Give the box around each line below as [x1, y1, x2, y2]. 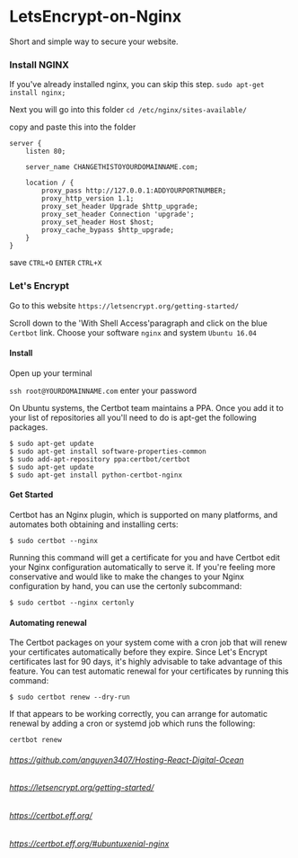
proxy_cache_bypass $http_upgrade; [41, 226, 175, 235]
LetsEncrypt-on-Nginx [9, 6, 182, 27]
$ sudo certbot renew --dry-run [9, 693, 130, 702]
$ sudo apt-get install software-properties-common [9, 447, 206, 456]
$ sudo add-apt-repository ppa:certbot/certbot [9, 454, 191, 464]
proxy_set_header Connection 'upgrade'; [41, 210, 195, 219]
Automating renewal [9, 617, 87, 628]
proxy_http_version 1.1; [41, 194, 135, 203]
